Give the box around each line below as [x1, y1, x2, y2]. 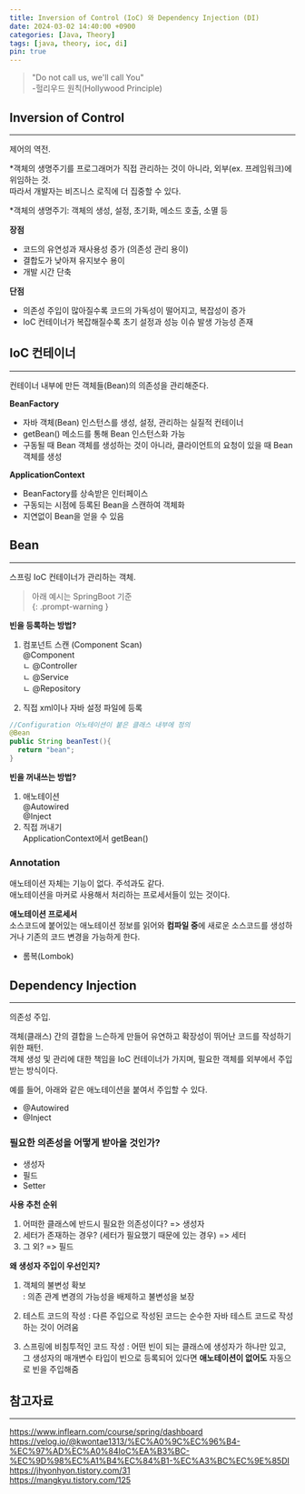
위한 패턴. [9, 1042, 44, 1053]
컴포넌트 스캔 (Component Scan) [22, 638, 143, 650]
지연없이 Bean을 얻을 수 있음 [22, 510, 124, 521]
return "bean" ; [17, 746, 75, 755]
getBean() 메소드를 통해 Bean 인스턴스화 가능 [22, 428, 186, 439]
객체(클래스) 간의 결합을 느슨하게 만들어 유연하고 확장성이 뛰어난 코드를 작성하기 [9, 1031, 292, 1042]
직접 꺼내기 [22, 821, 63, 832]
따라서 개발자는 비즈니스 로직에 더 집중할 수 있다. [9, 185, 182, 196]
